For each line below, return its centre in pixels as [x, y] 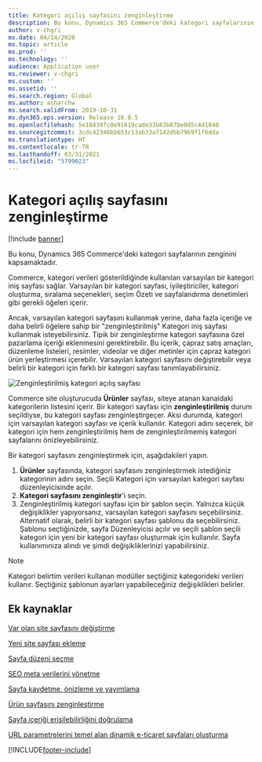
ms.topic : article [38, 45]
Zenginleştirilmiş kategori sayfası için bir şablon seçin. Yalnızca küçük [132, 504]
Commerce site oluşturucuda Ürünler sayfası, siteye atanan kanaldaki [121, 398]
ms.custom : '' [31, 81]
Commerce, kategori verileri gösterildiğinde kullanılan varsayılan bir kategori [131, 278]
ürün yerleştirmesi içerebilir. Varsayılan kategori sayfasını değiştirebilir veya [130, 360]
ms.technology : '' [38, 60]
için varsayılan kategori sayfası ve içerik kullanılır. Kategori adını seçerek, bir [131, 423]
